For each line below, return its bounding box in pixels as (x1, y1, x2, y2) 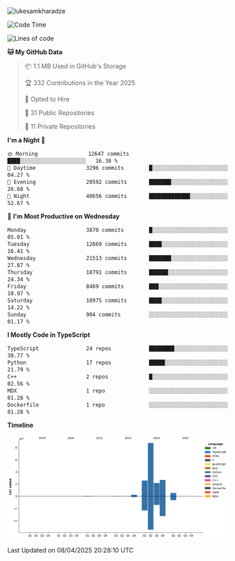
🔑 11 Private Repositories (24, 123, 96, 130)
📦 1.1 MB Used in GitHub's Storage (24, 62, 127, 70)
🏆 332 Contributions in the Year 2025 (24, 79, 136, 87)
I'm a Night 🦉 (7, 136, 46, 144)
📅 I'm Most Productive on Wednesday (7, 212, 120, 221)
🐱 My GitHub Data (7, 48, 63, 56)
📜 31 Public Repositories (24, 109, 95, 117)
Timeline (7, 421, 34, 429)
